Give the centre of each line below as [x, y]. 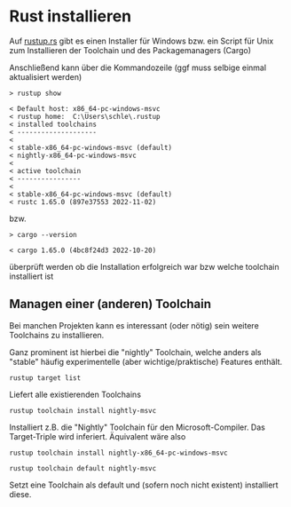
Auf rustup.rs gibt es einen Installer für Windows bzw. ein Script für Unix [142, 41]
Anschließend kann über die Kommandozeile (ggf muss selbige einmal [138, 67]
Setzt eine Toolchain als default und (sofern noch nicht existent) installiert [144, 485]
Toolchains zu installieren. [57, 335]
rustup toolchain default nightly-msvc [83, 468]
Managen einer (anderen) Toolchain [110, 304]
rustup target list [45, 378]
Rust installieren [71, 16]
